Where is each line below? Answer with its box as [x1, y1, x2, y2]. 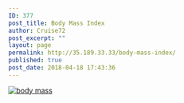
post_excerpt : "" [8, 34, 66, 42]
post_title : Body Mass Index [8, 19, 105, 27]
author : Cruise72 [8, 26, 66, 34]
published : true [8, 57, 62, 65]
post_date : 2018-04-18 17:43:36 [8, 64, 115, 72]
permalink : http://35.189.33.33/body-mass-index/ [8, 49, 177, 57]
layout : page [8, 42, 52, 50]
